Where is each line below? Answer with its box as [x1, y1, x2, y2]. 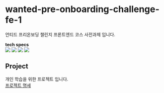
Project [5, 62, 29, 71]
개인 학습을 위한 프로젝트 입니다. [5, 76, 69, 82]
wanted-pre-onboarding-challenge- [5, 4, 160, 15]
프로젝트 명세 [5, 82, 31, 88]
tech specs [5, 41, 29, 47]
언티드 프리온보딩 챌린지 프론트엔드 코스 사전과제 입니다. [5, 31, 116, 37]
